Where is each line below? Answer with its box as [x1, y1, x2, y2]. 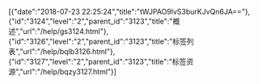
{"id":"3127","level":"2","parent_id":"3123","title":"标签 [8, 57, 187, 66]
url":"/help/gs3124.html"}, [23, 27, 109, 36]
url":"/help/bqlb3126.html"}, [23, 47, 116, 56]
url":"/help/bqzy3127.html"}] [23, 67, 117, 76]
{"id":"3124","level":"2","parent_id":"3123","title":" [8, 16, 173, 26]
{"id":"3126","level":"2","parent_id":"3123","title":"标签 [8, 36, 188, 46]
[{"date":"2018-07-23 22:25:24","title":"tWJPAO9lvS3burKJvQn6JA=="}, [8, 7, 251, 16]
